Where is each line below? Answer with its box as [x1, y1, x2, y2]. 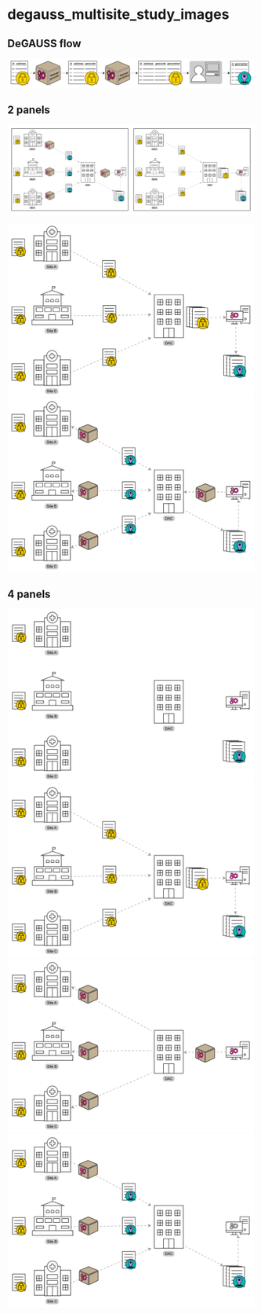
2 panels [7, 103, 50, 116]
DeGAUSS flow [7, 37, 82, 50]
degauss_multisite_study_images [7, 6, 230, 24]
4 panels [7, 588, 51, 601]
